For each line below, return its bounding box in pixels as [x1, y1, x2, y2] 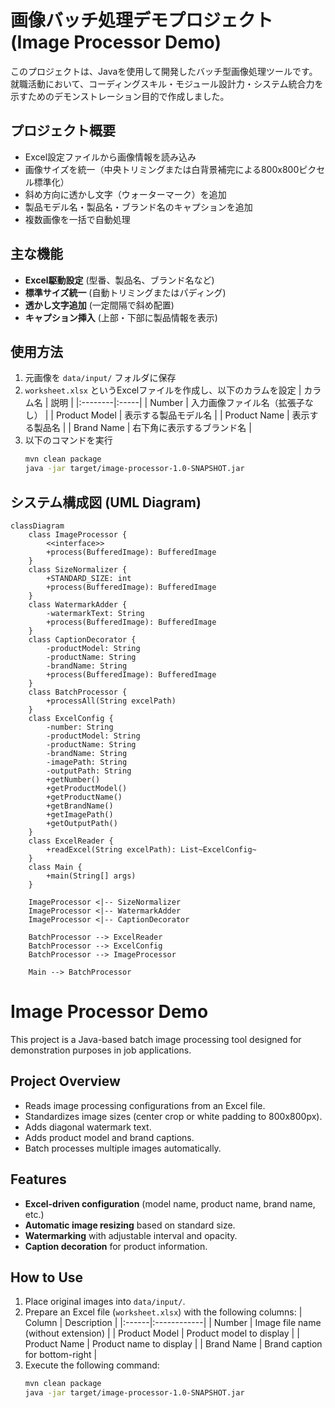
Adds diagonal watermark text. [24, 1121, 152, 1133]
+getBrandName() [46, 801, 114, 811]
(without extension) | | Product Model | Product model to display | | [24, 1327, 300, 1340]
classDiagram [10, 521, 65, 531]
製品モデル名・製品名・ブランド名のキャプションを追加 [24, 201, 253, 213]
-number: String [46, 722, 114, 732]
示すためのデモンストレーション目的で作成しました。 [10, 90, 230, 102]
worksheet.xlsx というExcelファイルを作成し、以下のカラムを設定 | [24, 384, 302, 396]
